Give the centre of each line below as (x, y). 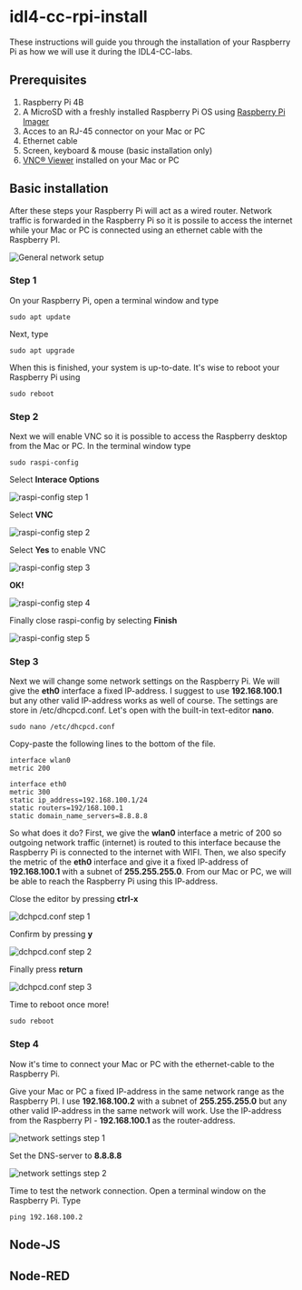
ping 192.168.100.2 (46, 1217)
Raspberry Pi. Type (45, 1200)
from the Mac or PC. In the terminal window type (100, 446)
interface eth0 (38, 785)
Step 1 (23, 281)
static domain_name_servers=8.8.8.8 (78, 816)
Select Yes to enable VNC (58, 550)
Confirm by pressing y (51, 935)
